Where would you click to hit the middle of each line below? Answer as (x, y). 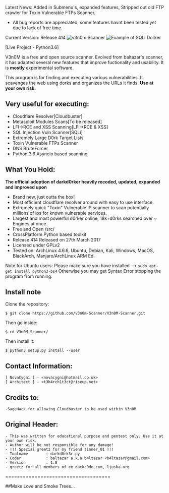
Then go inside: (21, 323)
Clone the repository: (27, 304)
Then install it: (20, 341)
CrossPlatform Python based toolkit (49, 234)
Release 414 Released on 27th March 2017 (57, 239)
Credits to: (22, 397)
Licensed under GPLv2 (36, 245)
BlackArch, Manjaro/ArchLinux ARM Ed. (53, 256)
